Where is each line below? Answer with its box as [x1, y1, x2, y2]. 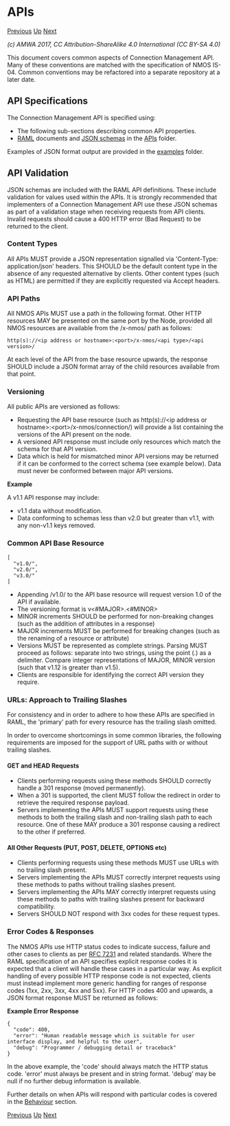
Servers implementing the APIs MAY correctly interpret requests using [16, 888, 216, 896]
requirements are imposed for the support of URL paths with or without [7, 739, 208, 747]
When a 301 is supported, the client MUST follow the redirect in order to [16, 791, 221, 800]
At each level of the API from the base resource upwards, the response [7, 355, 208, 364]
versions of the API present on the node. [16, 430, 132, 439]
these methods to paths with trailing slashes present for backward [16, 895, 205, 904]
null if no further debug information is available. [7, 1077, 141, 1085]
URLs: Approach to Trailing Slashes [7, 695, 128, 704]
